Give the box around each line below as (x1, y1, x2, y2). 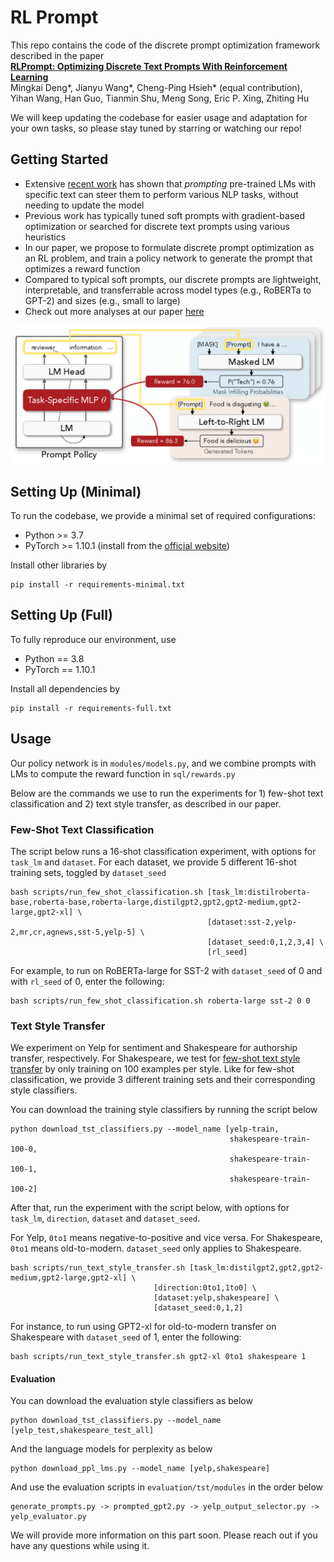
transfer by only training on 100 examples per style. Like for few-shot (10, 1063, 295, 1075)
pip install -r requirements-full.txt (10, 703, 172, 713)
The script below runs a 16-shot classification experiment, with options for (10, 845, 317, 857)
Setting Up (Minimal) (10, 483, 142, 500)
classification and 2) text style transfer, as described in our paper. (10, 797, 282, 810)
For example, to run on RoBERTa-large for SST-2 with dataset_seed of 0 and (10, 964, 323, 976)
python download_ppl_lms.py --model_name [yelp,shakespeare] (10, 1464, 271, 1474)
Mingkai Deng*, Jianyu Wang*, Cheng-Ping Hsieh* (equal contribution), (10, 81, 303, 93)
